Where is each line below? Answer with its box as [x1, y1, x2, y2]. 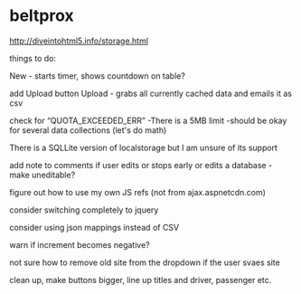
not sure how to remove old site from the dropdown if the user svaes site [9, 257, 280, 268]
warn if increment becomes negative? [9, 239, 151, 250]
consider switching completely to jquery [9, 204, 159, 215]
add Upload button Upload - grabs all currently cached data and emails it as [9, 88, 292, 99]
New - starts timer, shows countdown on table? [9, 70, 185, 81]
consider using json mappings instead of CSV [9, 222, 180, 232]
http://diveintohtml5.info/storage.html [9, 35, 149, 46]
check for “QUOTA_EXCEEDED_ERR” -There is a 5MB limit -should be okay [9, 115, 287, 126]
